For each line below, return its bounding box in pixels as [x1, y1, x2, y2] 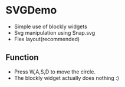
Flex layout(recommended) [14, 35, 80, 42]
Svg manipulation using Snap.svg [14, 29, 96, 36]
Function [5, 52, 39, 62]
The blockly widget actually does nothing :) [14, 74, 119, 81]
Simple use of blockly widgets [14, 23, 88, 30]
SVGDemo [5, 4, 57, 17]
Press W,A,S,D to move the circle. [14, 68, 96, 75]
